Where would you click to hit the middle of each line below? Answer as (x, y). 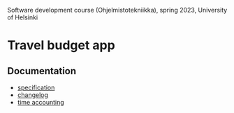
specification (36, 87)
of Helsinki (23, 17)
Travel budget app (61, 45)
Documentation (42, 71)
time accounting (41, 102)
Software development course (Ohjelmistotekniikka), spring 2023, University (117, 10)
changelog (33, 95)
